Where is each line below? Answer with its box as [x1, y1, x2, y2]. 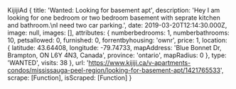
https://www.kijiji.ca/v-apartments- [88, 59, 191, 66]
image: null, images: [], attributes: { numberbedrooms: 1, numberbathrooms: [7, 28, 230, 37]
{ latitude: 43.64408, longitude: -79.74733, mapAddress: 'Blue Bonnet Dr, [7, 44, 222, 52]
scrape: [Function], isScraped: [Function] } [7, 73, 132, 82]
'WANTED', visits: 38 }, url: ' [7, 59, 89, 66]
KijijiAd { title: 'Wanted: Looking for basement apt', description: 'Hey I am [7, 6, 220, 14]
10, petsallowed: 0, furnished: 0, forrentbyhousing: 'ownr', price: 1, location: [7, 36, 227, 44]
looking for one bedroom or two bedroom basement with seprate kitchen [7, 13, 220, 22]
